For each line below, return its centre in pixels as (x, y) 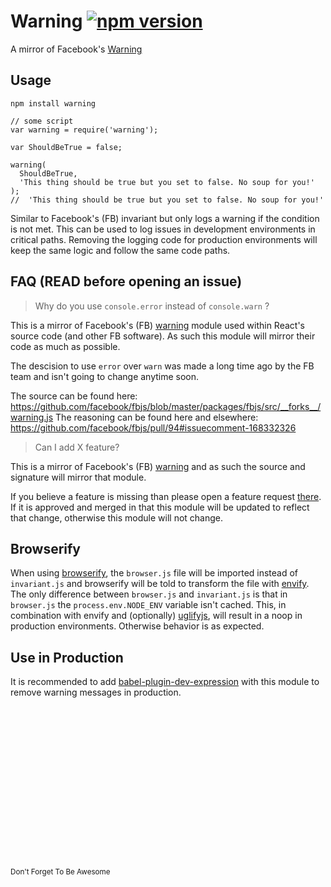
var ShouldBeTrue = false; (66, 147)
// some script (42, 121)
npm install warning (53, 103)
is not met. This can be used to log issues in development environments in (163, 229)
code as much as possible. (65, 346)
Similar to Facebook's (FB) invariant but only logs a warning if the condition (165, 218)
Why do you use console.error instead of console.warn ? (152, 306)
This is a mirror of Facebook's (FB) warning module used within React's (157, 325)
